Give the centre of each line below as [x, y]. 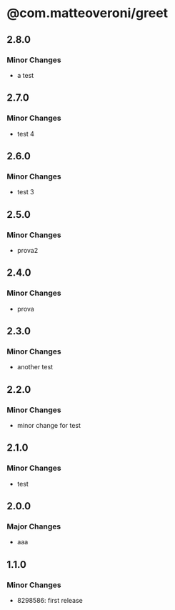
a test [25, 75]
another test [35, 367]
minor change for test [49, 425]
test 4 [26, 134]
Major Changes [34, 526]
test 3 [25, 192]
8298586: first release [50, 601]
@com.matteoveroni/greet [87, 13]
